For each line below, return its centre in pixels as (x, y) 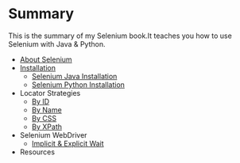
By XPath (46, 127)
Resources (37, 152)
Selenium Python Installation (78, 85)
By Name (46, 110)
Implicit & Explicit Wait (68, 143)
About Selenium (46, 59)
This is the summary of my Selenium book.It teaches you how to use (120, 36)
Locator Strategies (50, 93)
